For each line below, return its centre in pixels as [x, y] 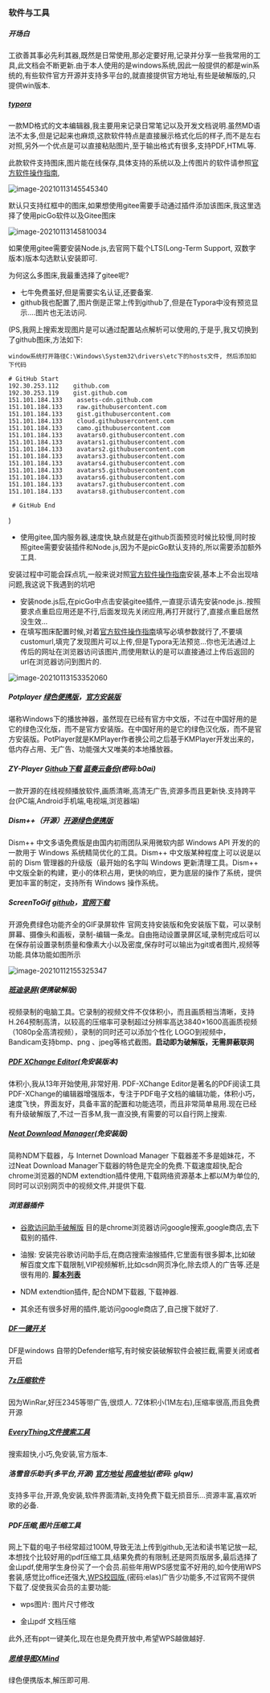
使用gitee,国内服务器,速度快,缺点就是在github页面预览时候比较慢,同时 [134, 537]
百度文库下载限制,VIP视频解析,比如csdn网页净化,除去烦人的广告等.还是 [143, 1265]
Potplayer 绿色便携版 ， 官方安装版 [65, 697]
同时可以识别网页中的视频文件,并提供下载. [78, 1185]
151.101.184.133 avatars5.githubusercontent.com [96, 470]
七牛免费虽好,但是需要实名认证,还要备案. [86, 292]
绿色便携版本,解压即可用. [49, 1680]
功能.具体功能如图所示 [45, 954]
